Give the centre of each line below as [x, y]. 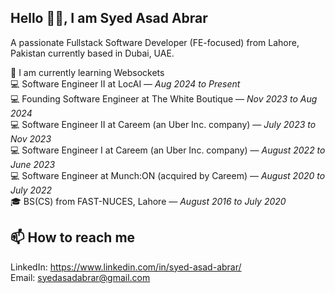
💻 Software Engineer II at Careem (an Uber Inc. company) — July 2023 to [163, 124]
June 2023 [33, 164]
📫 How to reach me [73, 237]
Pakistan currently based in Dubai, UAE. [92, 53]
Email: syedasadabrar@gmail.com [80, 277]
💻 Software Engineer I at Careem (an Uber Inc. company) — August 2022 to [168, 150]
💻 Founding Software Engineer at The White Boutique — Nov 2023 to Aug [164, 98]
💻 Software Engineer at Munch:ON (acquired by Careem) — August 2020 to [168, 175]
